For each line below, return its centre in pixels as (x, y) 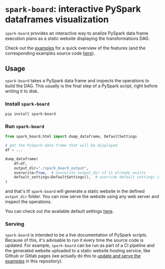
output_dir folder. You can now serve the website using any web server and (82, 197)
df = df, (21, 164)
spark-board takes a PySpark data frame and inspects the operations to (77, 80)
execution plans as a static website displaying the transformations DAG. (78, 38)
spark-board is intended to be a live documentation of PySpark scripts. (76, 235)
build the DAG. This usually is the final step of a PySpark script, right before (82, 86)
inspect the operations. (28, 202)
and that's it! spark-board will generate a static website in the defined (75, 191)
